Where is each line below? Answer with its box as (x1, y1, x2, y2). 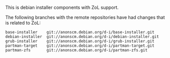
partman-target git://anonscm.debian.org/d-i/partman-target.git (5, 43, 155, 48)
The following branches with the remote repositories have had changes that (5, 14, 165, 20)
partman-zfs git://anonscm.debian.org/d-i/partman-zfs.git (5, 48, 147, 53)
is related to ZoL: (5, 20, 41, 26)
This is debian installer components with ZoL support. (5, 5, 119, 10)
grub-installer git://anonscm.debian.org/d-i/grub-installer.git (5, 38, 155, 44)
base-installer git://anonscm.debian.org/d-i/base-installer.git (5, 30, 155, 35)
